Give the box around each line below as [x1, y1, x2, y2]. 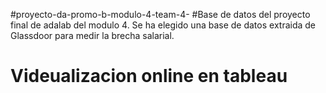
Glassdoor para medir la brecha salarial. [10, 30, 175, 41]
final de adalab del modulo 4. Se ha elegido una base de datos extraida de [10, 19, 317, 31]
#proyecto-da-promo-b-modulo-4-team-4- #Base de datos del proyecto [10, 9, 311, 20]
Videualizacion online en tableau [10, 65, 288, 88]
